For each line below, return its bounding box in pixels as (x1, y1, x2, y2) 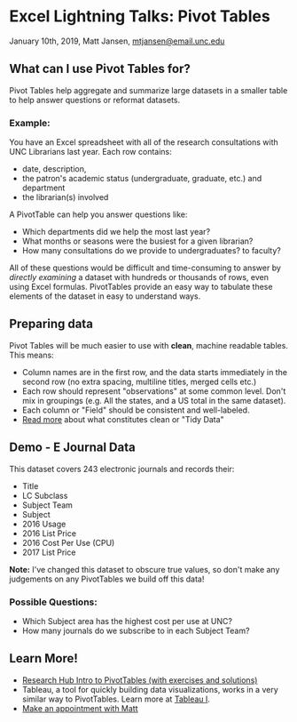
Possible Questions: (9, 596, 98, 608)
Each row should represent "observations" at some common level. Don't (21, 385, 286, 397)
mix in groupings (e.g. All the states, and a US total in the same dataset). (21, 395, 286, 405)
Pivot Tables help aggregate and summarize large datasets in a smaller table (9, 84, 288, 95)
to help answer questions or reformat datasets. (9, 94, 181, 105)
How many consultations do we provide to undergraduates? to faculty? (21, 245, 281, 256)
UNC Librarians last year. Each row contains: (9, 147, 173, 157)
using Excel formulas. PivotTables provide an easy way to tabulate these (9, 282, 273, 293)
